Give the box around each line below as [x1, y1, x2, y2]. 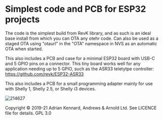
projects [5, 14, 40, 25]
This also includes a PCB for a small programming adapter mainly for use [5, 80, 153, 87]
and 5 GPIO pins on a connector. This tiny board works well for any [5, 60, 141, 66]
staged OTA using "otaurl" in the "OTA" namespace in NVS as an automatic [5, 40, 158, 46]
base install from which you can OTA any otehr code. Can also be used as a [5, 35, 159, 41]
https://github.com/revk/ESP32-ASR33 [5, 71, 84, 77]
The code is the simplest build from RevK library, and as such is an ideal [5, 30, 151, 36]
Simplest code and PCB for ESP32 [5, 3, 146, 15]
